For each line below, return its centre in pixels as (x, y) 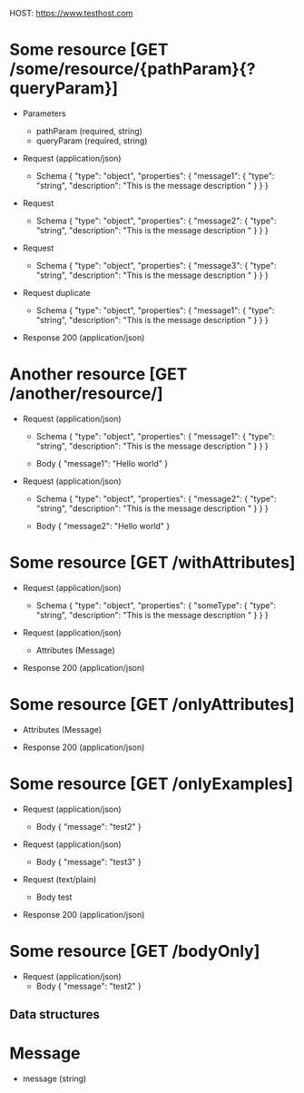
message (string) (54, 1078)
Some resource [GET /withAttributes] (152, 563)
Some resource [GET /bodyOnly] (135, 951)
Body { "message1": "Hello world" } (102, 463)
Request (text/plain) (59, 879)
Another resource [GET (98, 374)
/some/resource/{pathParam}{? (132, 69)
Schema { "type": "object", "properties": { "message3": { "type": (156, 265)
